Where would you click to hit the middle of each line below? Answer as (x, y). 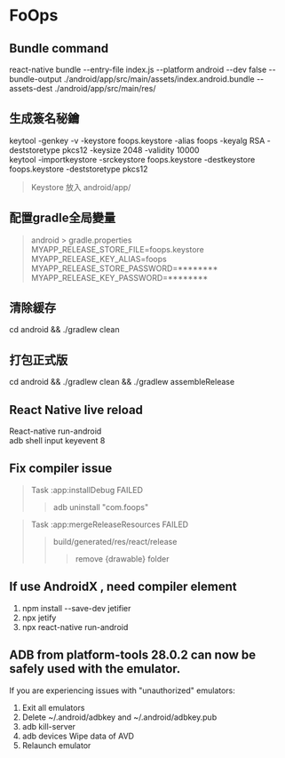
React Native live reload (76, 410)
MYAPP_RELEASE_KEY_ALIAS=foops (99, 259)
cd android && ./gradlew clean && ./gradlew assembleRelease (122, 382)
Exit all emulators (53, 707)
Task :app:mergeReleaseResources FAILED (110, 524)
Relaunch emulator (56, 745)
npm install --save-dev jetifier (76, 608)
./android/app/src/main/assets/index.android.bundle (159, 79)
